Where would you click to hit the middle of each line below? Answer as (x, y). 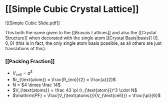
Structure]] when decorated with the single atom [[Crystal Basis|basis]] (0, (82, 38)
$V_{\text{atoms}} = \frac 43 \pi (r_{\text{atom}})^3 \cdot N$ (75, 90)
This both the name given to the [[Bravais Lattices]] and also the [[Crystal (81, 32)
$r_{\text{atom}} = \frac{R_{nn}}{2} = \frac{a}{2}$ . (65, 79)
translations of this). (26, 48)
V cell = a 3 (22, 73)
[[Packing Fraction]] (30, 61)
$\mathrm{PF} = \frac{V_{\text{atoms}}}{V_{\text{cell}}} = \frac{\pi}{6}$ (86, 95)
